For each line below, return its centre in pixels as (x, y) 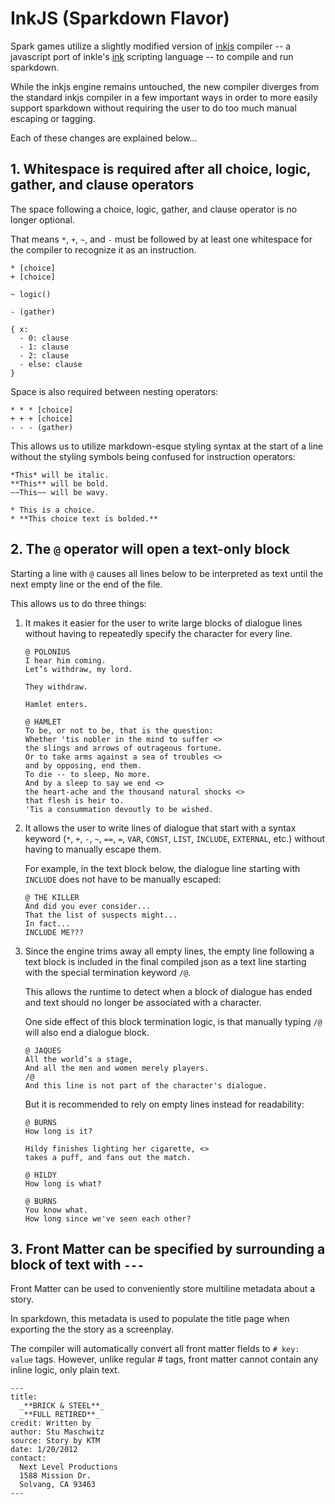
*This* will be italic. (60, 475)
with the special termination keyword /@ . (108, 972)
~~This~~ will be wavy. (60, 492)
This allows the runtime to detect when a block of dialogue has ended (168, 991)
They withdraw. (56, 687)
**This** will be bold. (60, 483)
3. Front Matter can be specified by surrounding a (168, 1248)
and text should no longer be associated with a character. (143, 1002)
